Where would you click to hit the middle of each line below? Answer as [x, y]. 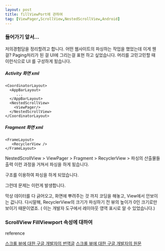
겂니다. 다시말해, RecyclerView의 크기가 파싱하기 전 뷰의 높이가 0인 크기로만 [84, 202]
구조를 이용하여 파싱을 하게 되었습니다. [42, 175]
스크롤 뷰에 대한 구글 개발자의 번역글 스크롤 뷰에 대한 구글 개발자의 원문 [73, 243]
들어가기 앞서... [22, 37]
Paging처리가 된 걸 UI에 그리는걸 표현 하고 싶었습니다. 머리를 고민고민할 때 [84, 55]
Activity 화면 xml [22, 73]
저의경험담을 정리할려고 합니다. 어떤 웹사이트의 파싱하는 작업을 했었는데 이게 [78, 49]
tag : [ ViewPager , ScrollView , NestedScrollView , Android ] [63, 19]
